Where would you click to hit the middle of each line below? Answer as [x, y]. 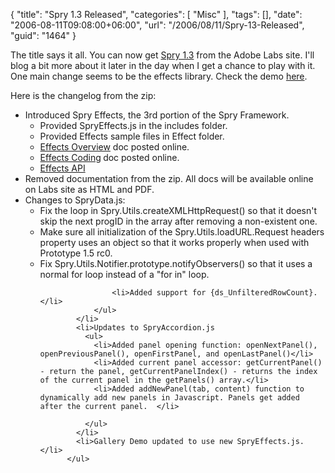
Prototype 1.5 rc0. [76, 253]
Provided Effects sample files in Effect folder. [132, 136]
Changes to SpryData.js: [75, 200]
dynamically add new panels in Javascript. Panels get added [169, 398]
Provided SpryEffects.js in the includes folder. [133, 125]
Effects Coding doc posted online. [109, 157]
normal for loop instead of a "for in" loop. [124, 274]
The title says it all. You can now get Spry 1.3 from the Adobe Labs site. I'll [162, 55]
